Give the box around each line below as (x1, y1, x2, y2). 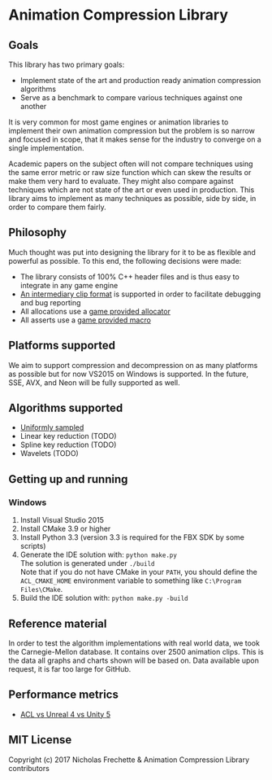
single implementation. (8, 143, 84, 152)
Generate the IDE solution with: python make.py (19, 550, 177, 559)
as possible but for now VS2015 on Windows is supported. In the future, (8, 369, 249, 379)
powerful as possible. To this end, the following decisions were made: (8, 256, 242, 265)
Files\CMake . (19, 585, 63, 594)
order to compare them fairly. (8, 202, 107, 212)
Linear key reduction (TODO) (19, 432, 117, 441)
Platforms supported (8, 339, 116, 353)
